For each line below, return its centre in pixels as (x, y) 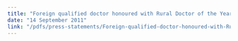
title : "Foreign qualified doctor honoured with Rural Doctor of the (112, 14)
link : (15, 26)
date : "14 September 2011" (47, 20)
